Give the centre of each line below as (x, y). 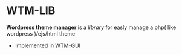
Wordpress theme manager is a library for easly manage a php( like (91, 27)
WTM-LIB (31, 11)
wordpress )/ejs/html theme (41, 33)
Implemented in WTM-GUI (47, 45)
